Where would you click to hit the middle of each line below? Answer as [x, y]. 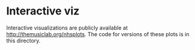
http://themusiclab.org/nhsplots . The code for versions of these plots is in [98, 34]
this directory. [24, 40]
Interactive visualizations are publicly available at [67, 28]
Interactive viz [43, 11]
